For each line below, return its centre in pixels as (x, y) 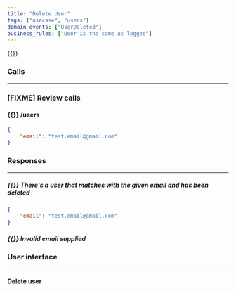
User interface (32, 257)
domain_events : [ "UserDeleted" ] (54, 27)
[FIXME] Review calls (44, 98)
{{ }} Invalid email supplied (47, 238)
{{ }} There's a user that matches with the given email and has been (108, 185)
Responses (27, 161)
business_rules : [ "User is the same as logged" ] (80, 33)
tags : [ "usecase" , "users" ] (48, 20)
